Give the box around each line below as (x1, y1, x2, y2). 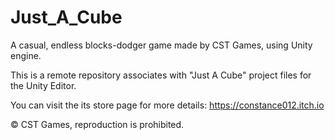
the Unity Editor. (10, 79, 77, 91)
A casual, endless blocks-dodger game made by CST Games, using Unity (10, 39, 313, 51)
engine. (10, 49, 42, 61)
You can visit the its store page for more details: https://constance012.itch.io (10, 99, 325, 111)
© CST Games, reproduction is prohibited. (10, 118, 185, 130)
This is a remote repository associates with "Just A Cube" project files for (10, 69, 312, 81)
